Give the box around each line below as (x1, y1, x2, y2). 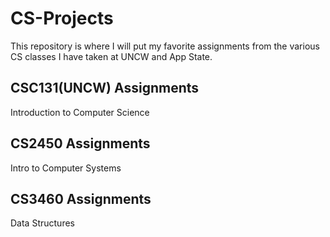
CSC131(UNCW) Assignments (10, 80, 200, 97)
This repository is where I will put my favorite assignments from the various (10, 40, 320, 52)
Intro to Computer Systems (10, 162, 122, 174)
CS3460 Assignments (10, 190, 152, 207)
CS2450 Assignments (10, 135, 151, 152)
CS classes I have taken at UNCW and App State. (10, 50, 213, 62)
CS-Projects (10, 7, 114, 30)
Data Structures (10, 217, 75, 229)
